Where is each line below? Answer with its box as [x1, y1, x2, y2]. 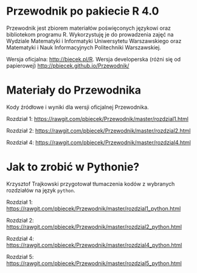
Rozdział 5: [6, 253, 34, 260]
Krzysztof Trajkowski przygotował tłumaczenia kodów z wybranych [6, 180, 175, 187]
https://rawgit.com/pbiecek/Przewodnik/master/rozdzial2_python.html [6, 223, 182, 230]
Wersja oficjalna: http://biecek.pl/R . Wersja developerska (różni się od [6, 55, 181, 63]
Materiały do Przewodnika [6, 83, 142, 97]
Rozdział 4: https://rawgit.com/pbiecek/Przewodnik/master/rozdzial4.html [6, 139, 192, 146]
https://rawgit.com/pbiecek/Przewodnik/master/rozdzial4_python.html [6, 241, 182, 249]
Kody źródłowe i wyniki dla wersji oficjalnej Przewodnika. [6, 103, 149, 111]
